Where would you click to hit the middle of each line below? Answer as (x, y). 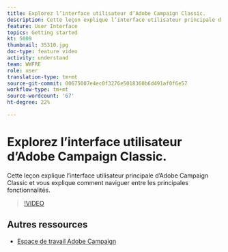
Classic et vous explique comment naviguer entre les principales (98, 182)
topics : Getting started (42, 32)
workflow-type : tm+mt (38, 89)
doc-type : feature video (42, 52)
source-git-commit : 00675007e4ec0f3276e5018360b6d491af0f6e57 (97, 83)
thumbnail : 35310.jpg (38, 45)
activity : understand (38, 58)
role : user (23, 70)
